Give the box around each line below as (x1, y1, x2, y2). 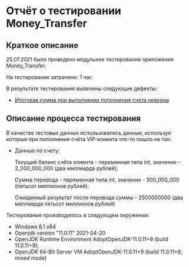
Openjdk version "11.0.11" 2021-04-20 (14, 229, 106, 236)
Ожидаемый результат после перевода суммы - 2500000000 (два (14, 194, 184, 201)
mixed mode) (14, 254, 47, 261)
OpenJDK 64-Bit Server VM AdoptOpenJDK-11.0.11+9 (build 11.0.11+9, (14, 248, 183, 255)
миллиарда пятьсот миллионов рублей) (14, 200, 115, 207)
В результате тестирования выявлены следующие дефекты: (6, 85, 158, 92)
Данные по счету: (14, 146, 60, 154)
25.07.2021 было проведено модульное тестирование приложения (6, 56, 174, 63)
